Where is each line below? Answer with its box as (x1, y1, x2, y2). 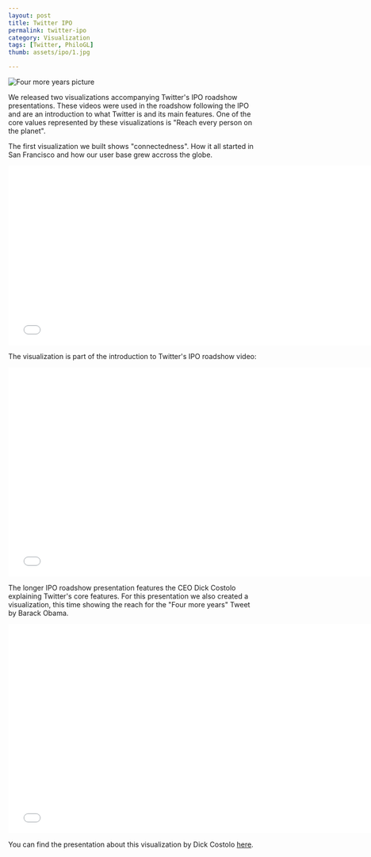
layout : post (8, 11, 52, 20)
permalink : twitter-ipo (8, 26, 87, 34)
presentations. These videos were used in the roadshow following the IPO (8, 101, 250, 110)
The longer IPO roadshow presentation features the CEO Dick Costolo (8, 583, 236, 592)
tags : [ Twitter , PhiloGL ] (8, 41, 94, 49)
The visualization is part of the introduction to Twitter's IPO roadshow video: (8, 352, 257, 361)
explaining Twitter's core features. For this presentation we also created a (8, 591, 249, 601)
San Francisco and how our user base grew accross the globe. (8, 150, 212, 159)
